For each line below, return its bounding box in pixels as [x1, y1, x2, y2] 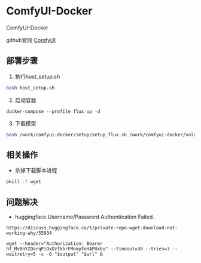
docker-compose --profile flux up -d [6, 108, 100, 115]
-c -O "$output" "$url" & [38, 251, 103, 257]
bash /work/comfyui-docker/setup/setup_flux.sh [6, 131, 127, 138]
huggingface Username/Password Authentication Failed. [14, 213, 154, 220]
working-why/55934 [6, 230, 52, 236]
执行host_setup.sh [14, 73, 60, 80]
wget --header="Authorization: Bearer [6, 241, 103, 247]
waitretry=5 [6, 251, 36, 257]
